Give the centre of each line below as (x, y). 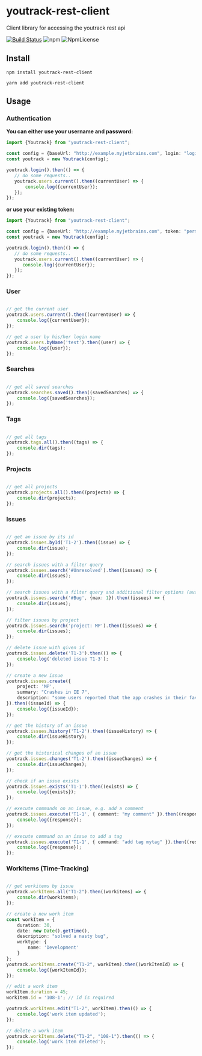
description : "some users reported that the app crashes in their (102, 698)
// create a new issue (35, 675)
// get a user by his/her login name (54, 337)
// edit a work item (32, 987)
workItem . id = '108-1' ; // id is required (60, 998)
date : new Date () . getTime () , (54, 931)
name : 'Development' (54, 948)
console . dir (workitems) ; (48, 897)
